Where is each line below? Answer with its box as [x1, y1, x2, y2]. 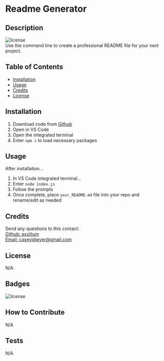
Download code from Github [12, 121, 72, 127]
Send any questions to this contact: [5, 225, 80, 232]
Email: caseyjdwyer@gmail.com [5, 236, 72, 243]
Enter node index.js [12, 181, 55, 187]
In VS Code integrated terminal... [12, 175, 81, 182]
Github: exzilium [5, 231, 39, 237]
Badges [5, 280, 30, 288]
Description [5, 24, 43, 32]
